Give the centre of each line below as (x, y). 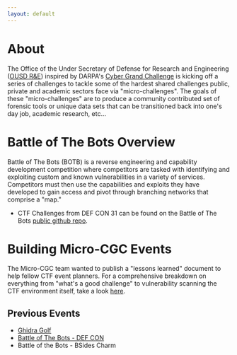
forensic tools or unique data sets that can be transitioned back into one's (115, 106)
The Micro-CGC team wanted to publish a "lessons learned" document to (114, 269)
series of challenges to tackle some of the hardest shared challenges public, (118, 83)
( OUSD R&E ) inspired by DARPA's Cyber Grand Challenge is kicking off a (113, 76)
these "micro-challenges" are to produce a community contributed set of (114, 98)
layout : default (31, 14)
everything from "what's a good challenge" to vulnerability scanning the (112, 284)
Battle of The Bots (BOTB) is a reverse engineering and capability (102, 162)
